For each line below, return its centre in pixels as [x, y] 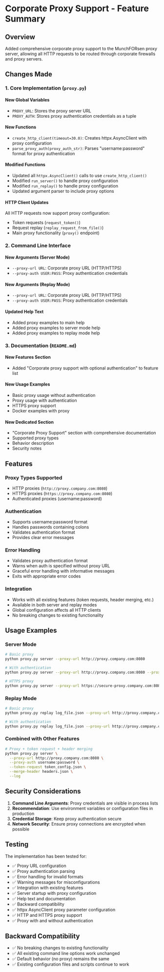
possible [21, 829]
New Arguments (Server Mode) [37, 257]
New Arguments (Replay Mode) [38, 284]
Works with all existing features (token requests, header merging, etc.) [83, 600]
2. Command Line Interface [38, 246]
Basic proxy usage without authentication [54, 395]
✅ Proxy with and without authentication [53, 920]
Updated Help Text [24, 312]
